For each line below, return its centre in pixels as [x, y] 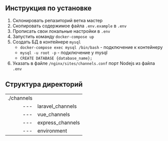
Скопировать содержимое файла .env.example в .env [69, 26]
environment [52, 130]
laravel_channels [57, 106]
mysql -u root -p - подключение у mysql [64, 52]
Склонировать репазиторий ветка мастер [58, 20]
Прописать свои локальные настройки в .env [61, 31]
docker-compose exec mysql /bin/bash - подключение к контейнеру [91, 47]
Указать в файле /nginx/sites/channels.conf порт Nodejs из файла [83, 63]
